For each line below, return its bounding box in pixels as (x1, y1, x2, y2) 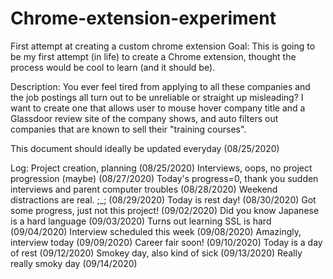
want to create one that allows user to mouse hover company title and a (10, 102, 306, 114)
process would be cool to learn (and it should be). (10, 61, 216, 73)
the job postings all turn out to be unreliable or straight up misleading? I (10, 91, 304, 103)
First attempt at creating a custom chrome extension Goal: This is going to (10, 40, 316, 52)
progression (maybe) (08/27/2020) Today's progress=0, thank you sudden (10, 172, 319, 184)
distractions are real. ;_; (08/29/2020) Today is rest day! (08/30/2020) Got (10, 193, 317, 206)
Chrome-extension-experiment (10, 7, 277, 30)
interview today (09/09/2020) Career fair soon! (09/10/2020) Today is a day (10, 236, 323, 248)
